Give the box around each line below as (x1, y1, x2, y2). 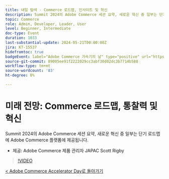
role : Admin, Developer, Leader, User (5, 21, 87, 27)
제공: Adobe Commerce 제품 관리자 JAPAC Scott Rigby (12, 147, 124, 153)
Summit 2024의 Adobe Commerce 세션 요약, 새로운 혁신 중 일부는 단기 (5, 130, 147, 136)
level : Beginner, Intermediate (5, 26, 71, 31)
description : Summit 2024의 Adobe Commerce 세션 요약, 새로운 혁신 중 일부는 (5, 12, 157, 17)
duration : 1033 (5, 36, 37, 41)
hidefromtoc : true (5, 49, 44, 54)
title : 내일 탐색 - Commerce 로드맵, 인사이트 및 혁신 (5, 7, 108, 13)
